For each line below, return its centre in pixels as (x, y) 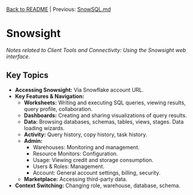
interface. (18, 56)
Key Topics (28, 75)
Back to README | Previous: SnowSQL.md (58, 9)
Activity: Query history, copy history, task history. (85, 134)
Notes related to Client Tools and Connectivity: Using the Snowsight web (96, 50)
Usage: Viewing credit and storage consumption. (93, 160)
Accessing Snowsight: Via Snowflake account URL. (79, 89)
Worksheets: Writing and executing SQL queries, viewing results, (105, 103)
